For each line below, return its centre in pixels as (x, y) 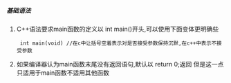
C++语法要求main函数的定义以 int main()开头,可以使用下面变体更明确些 (118, 29)
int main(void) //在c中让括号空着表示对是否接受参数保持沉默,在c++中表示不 (118, 43)
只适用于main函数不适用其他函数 (63, 73)
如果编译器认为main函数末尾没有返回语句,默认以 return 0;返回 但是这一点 (120, 64)
